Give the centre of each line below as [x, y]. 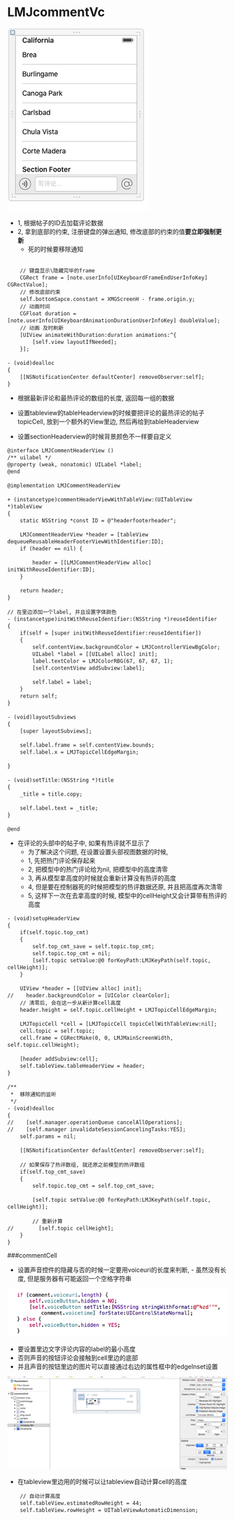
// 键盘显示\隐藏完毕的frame [58, 270]
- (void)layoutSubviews [42, 717]
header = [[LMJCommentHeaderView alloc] [92, 562]
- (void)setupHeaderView [43, 918]
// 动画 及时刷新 [42, 328]
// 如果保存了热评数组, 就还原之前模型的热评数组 [83, 1165]
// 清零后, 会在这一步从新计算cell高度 [70, 1003]
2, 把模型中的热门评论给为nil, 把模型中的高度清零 [98, 869]
